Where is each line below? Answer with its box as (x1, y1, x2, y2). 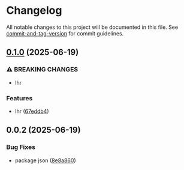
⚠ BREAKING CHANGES (6, 65, 79, 74)
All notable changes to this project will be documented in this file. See (6, 23, 179, 31)
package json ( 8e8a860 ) (14, 157, 76, 164)
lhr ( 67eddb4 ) (14, 108, 49, 115)
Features (6, 94, 33, 102)
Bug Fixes (6, 143, 36, 151)
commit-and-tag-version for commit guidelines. (6, 29, 124, 37)
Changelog (6, 4, 62, 17)
